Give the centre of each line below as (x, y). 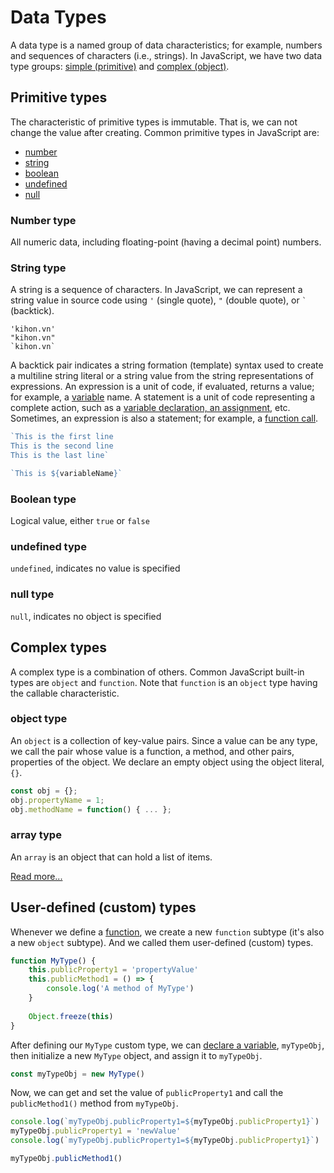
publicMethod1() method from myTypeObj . (94, 1103)
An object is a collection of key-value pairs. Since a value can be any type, (164, 740)
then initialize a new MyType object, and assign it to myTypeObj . (136, 1055)
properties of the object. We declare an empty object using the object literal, (167, 762)
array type (36, 835)
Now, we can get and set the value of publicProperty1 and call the (147, 1093)
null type (32, 594)
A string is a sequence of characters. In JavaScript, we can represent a (156, 290)
